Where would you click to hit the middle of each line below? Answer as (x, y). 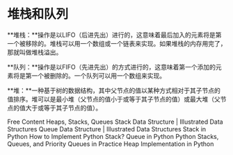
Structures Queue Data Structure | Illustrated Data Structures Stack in (107, 129)
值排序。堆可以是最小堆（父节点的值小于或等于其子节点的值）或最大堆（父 (114, 99)
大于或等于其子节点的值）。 (64, 108)
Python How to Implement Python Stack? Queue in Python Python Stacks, (113, 136)
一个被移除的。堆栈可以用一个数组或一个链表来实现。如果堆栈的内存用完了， (117, 43)
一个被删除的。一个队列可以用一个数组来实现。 (98, 75)
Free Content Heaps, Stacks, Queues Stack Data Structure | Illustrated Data (115, 122)
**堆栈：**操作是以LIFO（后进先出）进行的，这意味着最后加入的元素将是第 (114, 35)
